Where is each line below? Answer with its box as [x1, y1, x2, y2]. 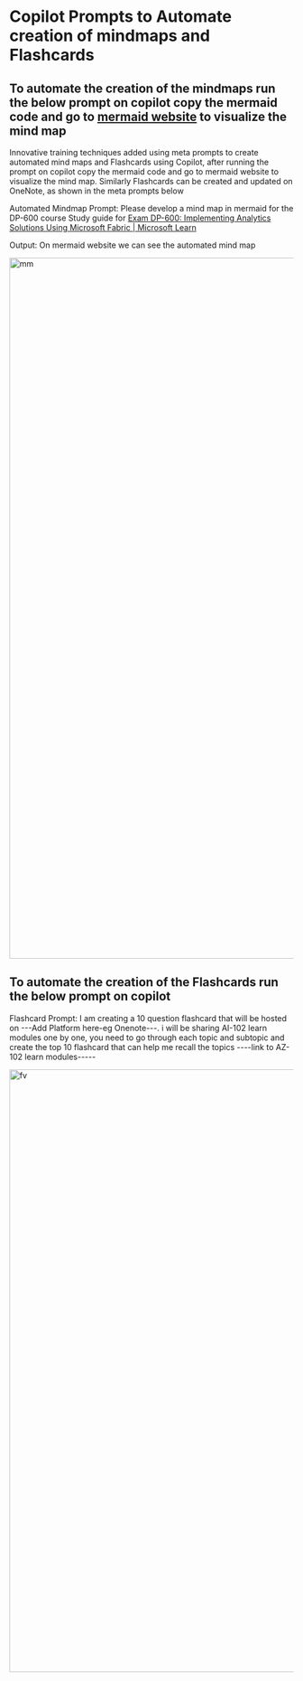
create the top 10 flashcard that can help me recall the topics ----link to [9, 1041, 274, 1052]
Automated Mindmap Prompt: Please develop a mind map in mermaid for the [9, 203, 294, 213]
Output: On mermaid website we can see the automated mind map [9, 239, 256, 250]
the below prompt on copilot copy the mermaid [9, 95, 278, 110]
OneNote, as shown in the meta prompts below [9, 185, 185, 196]
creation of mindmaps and [9, 25, 210, 46]
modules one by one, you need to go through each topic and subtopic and [9, 1032, 285, 1043]
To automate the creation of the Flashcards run [9, 974, 280, 991]
